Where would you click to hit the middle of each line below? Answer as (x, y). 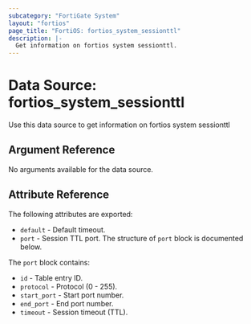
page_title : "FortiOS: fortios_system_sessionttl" (95, 31)
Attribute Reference (59, 195)
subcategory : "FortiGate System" (64, 16)
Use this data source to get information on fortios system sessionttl (119, 125)
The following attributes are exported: (71, 214)
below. (31, 247)
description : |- (35, 38)
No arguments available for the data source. (81, 169)
